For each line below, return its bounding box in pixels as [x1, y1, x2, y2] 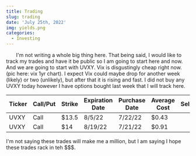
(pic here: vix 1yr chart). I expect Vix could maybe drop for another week [6, 70, 180, 77]
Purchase [118, 97, 146, 104]
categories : [6, 30, 35, 36]
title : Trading [6, 8, 43, 15]
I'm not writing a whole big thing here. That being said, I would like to [16, 52, 182, 58]
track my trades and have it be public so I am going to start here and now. [6, 58, 183, 65]
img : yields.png [6, 24, 45, 31]
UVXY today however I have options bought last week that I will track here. [6, 83, 185, 89]
